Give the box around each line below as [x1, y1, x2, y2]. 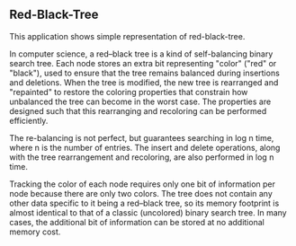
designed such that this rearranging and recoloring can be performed [9, 105, 267, 116]
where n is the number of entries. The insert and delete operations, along [9, 142, 281, 153]
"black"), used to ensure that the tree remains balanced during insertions [9, 67, 281, 78]
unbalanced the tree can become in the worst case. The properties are [9, 96, 272, 107]
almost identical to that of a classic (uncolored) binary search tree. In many [9, 206, 287, 218]
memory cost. [9, 226, 61, 237]
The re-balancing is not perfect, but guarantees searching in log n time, [9, 132, 274, 143]
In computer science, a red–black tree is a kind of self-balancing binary [9, 48, 274, 59]
